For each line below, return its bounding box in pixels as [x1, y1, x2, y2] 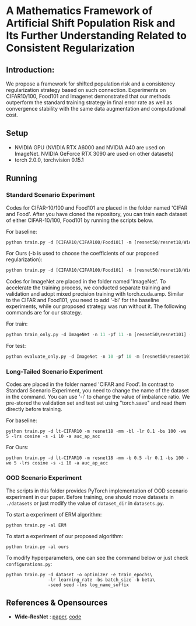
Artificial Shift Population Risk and [6, 16, 176, 30]
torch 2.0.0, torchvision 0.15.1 [14, 156, 84, 163]
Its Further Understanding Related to [6, 29, 187, 42]
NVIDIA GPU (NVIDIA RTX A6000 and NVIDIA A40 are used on [14, 143, 165, 150]
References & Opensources [6, 597, 108, 607]
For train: [6, 320, 28, 327]
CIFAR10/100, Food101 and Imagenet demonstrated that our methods [6, 93, 171, 100]
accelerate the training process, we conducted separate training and [6, 284, 171, 291]
